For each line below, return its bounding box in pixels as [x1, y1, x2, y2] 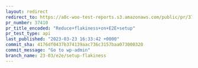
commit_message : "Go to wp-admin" [5, 47, 91, 53]
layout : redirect [5, 8, 48, 15]
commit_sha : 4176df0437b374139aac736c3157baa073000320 [5, 42, 144, 48]
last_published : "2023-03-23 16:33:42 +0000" [5, 36, 119, 42]
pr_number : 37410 [5, 20, 48, 25]
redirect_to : [5, 14, 38, 20]
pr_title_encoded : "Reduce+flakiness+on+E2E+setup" [5, 25, 135, 31]
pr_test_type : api [5, 31, 51, 37]
